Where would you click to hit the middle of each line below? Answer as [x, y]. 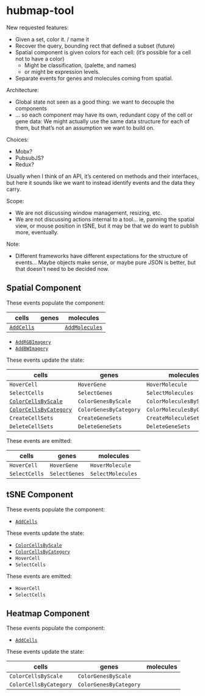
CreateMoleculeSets [174, 418]
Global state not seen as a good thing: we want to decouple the [95, 102]
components [31, 108]
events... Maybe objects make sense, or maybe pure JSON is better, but [106, 262]
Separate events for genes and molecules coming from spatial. [94, 78]
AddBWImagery [32, 348]
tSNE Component [40, 495]
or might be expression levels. [62, 71]
